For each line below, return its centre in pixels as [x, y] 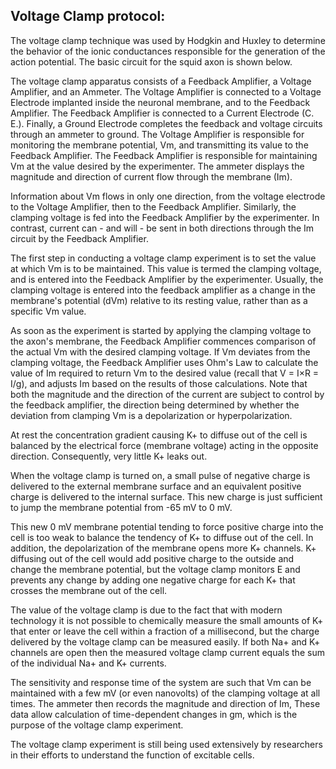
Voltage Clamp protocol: [88, 16]
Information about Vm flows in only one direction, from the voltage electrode [168, 196]
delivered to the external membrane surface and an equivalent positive [156, 486]
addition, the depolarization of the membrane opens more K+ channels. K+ [163, 548]
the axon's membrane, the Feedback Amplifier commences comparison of [163, 341]
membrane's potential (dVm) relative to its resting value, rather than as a [159, 300]
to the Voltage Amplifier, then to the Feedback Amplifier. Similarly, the [153, 206]
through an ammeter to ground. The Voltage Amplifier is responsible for [157, 134]
